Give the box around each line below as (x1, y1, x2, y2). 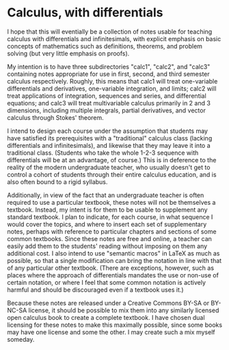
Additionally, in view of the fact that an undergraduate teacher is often (7, 190, 204, 199)
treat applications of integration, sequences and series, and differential (7, 91, 206, 100)
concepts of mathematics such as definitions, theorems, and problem (7, 42, 203, 50)
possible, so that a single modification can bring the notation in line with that (7, 256, 222, 264)
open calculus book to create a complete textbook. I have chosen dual (7, 313, 205, 321)
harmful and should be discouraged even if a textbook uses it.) (7, 286, 184, 294)
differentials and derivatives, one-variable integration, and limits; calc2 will (7, 84, 217, 92)
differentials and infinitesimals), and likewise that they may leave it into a (7, 141, 211, 149)
